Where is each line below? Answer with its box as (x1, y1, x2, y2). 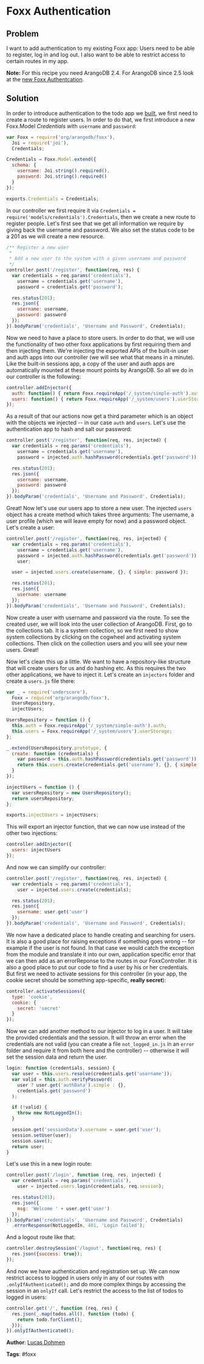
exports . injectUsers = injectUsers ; (6, 812, 99, 819)
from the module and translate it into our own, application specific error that (6, 950, 196, 958)
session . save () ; (12, 1138, 53, 1144)
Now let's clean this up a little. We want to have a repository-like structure (6, 658, 191, 665)
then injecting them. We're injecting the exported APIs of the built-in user (6, 347, 189, 354)
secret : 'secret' (17, 1005, 61, 1011)
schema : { (12, 162, 36, 168)
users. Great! (6, 646, 39, 653)
